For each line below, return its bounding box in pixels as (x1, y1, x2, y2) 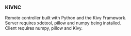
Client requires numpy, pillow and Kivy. (5, 25, 83, 31)
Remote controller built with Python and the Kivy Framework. (5, 15, 127, 21)
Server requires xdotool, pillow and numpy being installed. (5, 20, 121, 26)
